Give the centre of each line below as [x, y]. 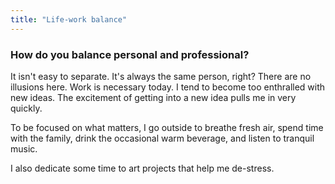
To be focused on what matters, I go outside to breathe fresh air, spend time [167, 127]
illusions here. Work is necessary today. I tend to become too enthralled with [168, 87]
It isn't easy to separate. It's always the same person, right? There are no [161, 76]
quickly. [26, 108]
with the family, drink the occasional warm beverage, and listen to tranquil [162, 138]
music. [24, 148]
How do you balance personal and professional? [130, 54]
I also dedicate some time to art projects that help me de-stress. [142, 168]
